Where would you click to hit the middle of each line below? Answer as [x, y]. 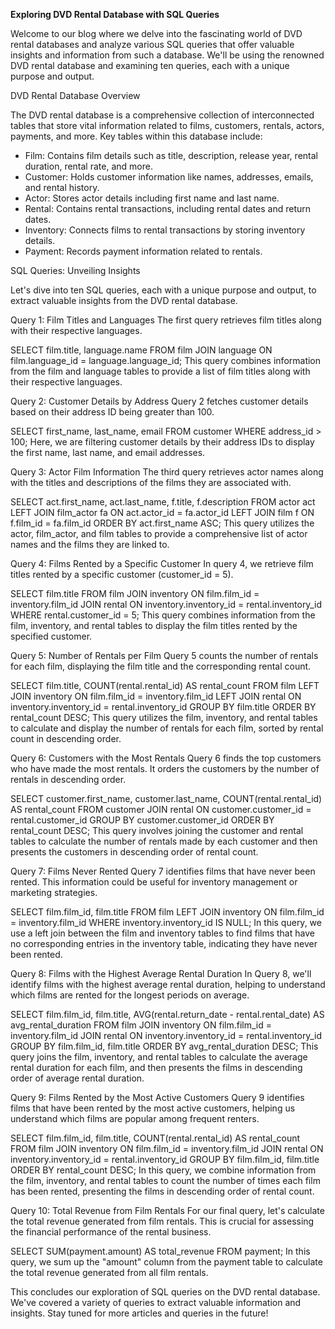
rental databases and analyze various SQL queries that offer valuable [152, 44]
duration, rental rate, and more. [88, 166]
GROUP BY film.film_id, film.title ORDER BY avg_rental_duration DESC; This [164, 1046]
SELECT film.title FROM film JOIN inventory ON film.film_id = [135, 593]
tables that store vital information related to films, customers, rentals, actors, [167, 125]
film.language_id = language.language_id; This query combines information [166, 360]
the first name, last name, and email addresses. [108, 452]
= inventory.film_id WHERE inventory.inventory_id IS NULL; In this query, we [166, 922]
